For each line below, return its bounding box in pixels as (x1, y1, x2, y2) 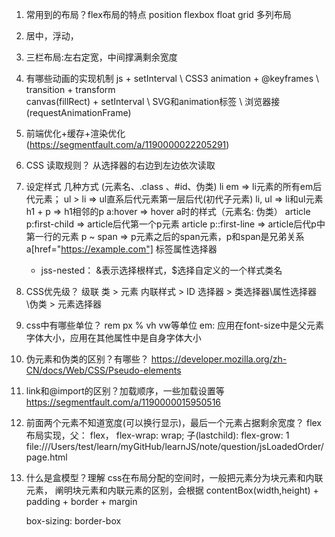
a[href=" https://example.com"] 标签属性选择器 (25, 243, 218, 255)
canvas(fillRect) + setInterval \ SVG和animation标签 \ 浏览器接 (25, 96, 281, 107)
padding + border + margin (25, 496, 138, 507)
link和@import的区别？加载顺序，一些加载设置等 (25, 385, 225, 397)
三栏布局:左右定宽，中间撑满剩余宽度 (25, 51, 178, 63)
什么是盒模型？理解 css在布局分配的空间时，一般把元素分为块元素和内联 (25, 472, 324, 483)
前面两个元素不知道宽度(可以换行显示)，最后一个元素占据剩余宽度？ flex (25, 417, 323, 428)
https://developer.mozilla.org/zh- (150, 353, 288, 365)
